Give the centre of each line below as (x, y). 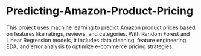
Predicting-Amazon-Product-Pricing (100, 11)
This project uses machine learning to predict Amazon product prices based (101, 27)
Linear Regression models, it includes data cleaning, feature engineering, (97, 40)
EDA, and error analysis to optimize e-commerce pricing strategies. (90, 46)
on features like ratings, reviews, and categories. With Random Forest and (98, 33)
